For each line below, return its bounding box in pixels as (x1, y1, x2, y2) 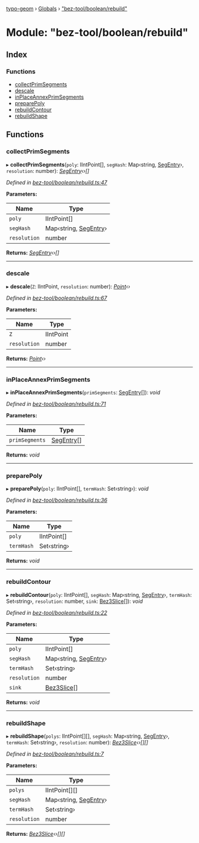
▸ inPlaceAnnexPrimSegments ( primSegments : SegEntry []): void (6, 389, 161, 396)
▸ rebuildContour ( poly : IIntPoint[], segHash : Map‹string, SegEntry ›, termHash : (6, 591, 192, 598)
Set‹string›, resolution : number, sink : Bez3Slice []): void (6, 597, 143, 605)
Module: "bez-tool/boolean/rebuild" (6, 26, 188, 39)
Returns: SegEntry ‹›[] (6, 249, 59, 256)
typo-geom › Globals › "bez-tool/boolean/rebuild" (6, 5, 127, 12)
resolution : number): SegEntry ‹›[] (6, 167, 90, 174)
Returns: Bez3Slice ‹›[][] (6, 831, 65, 838)
